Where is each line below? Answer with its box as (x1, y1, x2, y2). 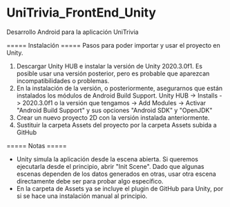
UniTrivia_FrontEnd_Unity (6, 5, 157, 21)
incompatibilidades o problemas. (16, 76, 110, 84)
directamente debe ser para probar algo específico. (16, 177, 164, 185)
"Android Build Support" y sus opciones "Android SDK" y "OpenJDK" (16, 106, 213, 114)
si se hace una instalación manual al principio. (16, 192, 148, 200)
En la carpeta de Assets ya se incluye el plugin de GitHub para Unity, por (16, 184, 224, 192)
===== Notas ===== (6, 141, 67, 150)
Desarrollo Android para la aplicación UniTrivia (6, 28, 139, 36)
